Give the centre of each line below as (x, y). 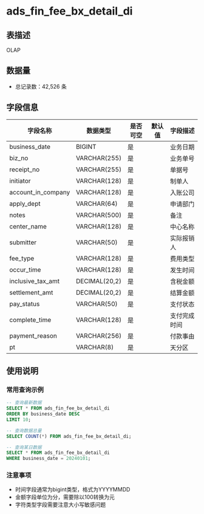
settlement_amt (31, 292)
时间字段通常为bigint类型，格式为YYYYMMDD (73, 490)
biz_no (19, 158)
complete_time (30, 320)
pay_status (25, 304)
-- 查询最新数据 (24, 403)
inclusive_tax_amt (34, 281)
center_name (28, 226)
